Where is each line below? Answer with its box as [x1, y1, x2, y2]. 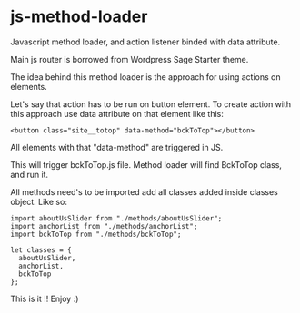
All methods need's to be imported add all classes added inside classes [10, 186, 278, 197]
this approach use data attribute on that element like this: [10, 108, 224, 119]
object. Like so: [10, 196, 67, 207]
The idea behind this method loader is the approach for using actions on [10, 71, 281, 83]
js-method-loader [10, 6, 148, 27]
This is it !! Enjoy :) [10, 293, 79, 304]
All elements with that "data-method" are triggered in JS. [10, 142, 224, 152]
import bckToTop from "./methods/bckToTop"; [10, 230, 182, 239]
